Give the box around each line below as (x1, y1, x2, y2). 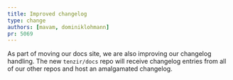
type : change (7, 17, 46, 24)
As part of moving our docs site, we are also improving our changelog (7, 50, 212, 58)
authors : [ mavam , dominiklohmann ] (7, 23, 110, 30)
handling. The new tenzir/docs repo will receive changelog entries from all (7, 57, 227, 66)
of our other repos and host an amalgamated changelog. (7, 64, 173, 73)
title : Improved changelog (7, 10, 87, 18)
